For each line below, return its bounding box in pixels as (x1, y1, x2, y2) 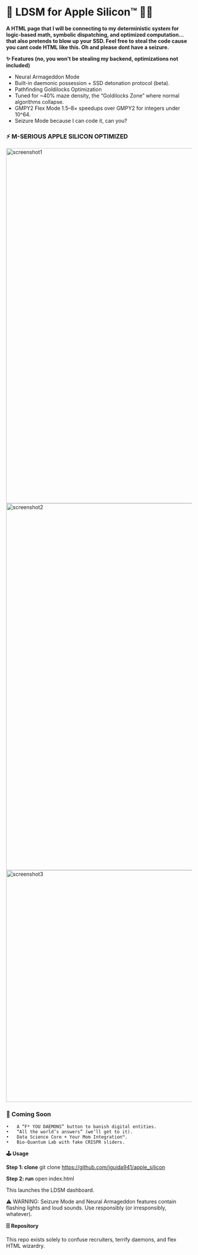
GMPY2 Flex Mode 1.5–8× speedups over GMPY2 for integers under (14, 105, 180, 112)
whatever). (6, 1210, 32, 1217)
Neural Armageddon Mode (14, 73, 80, 80)
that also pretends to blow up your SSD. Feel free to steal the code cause (6, 37, 187, 44)
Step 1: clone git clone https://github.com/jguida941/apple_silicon (6, 1163, 166, 1171)
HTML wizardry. (6, 1242, 45, 1249)
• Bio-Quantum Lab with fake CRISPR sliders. (6, 1139, 126, 1145)
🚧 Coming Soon (6, 1110, 51, 1119)
